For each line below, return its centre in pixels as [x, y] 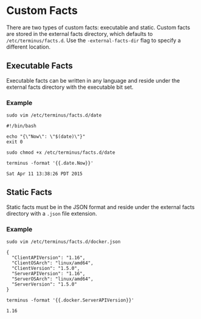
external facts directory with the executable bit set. [70, 87]
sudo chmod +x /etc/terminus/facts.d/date [61, 153]
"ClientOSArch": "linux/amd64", [53, 263]
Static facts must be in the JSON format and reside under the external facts [101, 207]
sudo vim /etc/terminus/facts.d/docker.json [63, 242]
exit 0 [15, 142]
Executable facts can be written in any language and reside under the [93, 80]
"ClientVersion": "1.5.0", [46, 269]
